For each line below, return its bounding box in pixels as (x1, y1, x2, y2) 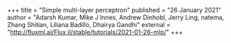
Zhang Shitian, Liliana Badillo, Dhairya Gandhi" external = (7, 21, 171, 28)
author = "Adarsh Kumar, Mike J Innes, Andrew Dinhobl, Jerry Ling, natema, (7, 13, 225, 21)
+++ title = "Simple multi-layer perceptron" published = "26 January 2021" (7, 6, 221, 14)
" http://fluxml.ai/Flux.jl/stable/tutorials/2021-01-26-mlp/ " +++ (7, 28, 183, 36)
